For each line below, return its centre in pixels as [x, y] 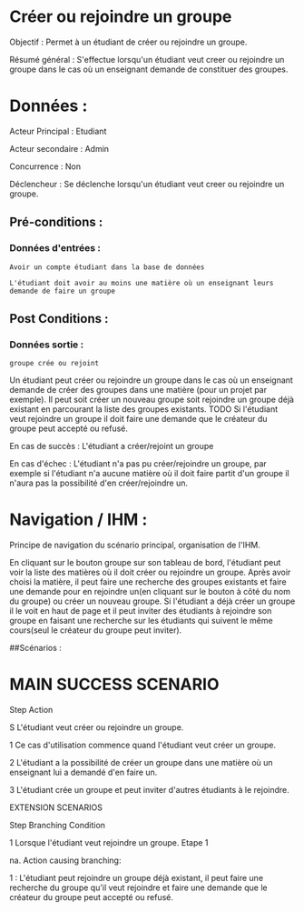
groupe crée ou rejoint [54, 364]
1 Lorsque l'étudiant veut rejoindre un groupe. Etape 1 [109, 843]
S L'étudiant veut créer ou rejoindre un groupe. [97, 727]
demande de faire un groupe [63, 291]
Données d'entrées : [55, 248]
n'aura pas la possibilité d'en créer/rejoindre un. [99, 483]
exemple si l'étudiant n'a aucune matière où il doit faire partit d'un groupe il [149, 474]
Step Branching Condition [58, 826]
